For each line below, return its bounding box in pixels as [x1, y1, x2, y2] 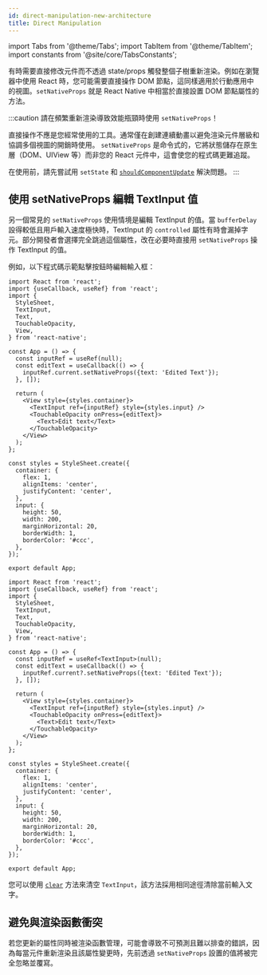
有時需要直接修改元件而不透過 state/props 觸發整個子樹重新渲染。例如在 [8, 65, 245, 76]
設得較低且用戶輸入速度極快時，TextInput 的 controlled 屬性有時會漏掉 [8, 225, 241, 235]
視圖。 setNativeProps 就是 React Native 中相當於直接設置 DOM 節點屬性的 [14, 85, 259, 96]
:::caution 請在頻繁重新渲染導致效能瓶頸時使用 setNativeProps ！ [8, 113, 219, 122]
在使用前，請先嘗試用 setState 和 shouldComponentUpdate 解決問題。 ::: [8, 167, 240, 176]
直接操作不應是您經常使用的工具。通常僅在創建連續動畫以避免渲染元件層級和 [8, 129, 260, 140]
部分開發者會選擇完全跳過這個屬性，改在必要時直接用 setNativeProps [22, 235, 249, 244]
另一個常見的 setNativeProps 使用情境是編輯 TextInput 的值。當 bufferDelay [8, 215, 257, 224]
